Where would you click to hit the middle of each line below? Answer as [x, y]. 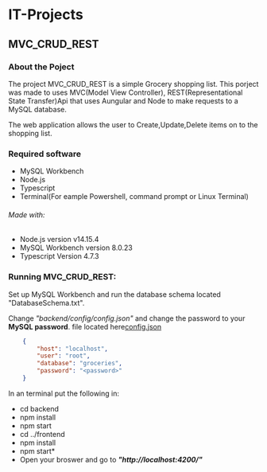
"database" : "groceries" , [80, 364]
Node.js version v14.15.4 [59, 240]
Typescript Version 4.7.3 [59, 256]
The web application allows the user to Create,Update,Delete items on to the [133, 124]
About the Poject [41, 67]
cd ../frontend [42, 434]
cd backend [39, 408]
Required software [45, 154]
